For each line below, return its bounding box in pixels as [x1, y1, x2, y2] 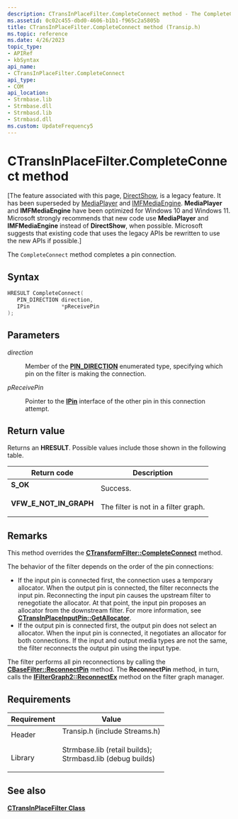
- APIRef [7, 50, 33, 57]
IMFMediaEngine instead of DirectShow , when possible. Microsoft [7, 221, 203, 230]
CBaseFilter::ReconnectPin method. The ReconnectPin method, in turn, [7, 665, 220, 674]
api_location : [7, 89, 50, 96]
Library [11, 753, 35, 762]
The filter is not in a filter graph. [100, 502, 205, 512]
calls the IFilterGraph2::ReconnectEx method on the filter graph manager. [7, 673, 225, 681]
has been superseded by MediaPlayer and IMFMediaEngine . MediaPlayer [7, 199, 222, 208]
